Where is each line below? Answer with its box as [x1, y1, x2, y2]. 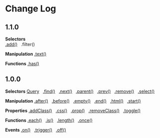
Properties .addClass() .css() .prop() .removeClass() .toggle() [5, 108, 141, 114]
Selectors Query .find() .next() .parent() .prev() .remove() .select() [5, 88, 155, 94]
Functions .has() [5, 61, 40, 66]
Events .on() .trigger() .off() [5, 127, 66, 133]
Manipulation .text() [5, 51, 47, 57]
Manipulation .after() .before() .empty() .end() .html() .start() [5, 98, 141, 104]
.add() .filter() [5, 41, 35, 47]
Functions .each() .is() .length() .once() [5, 117, 93, 123]
